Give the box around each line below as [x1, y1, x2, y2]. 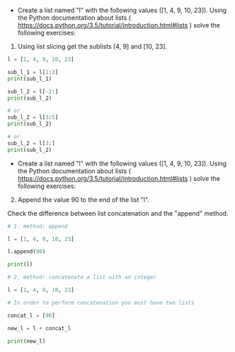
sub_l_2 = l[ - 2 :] [7, 88, 59, 95]
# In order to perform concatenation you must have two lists [7, 299, 195, 306]
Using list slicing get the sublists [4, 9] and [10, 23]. [17, 42, 168, 50]
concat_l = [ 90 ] [7, 312, 55, 319]
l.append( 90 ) [7, 248, 46, 255]
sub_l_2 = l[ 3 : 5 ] [7, 114, 59, 121]
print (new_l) [7, 337, 46, 345]
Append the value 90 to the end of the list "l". [17, 195, 150, 204]
